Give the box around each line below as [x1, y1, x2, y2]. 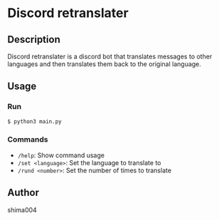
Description [7, 33, 60, 46]
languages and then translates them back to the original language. [7, 60, 201, 68]
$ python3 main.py [7, 117, 62, 125]
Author [7, 187, 39, 199]
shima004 [7, 205, 37, 214]
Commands [7, 135, 48, 145]
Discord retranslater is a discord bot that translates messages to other [7, 52, 213, 61]
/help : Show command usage [17, 151, 105, 159]
